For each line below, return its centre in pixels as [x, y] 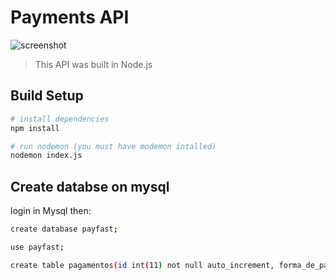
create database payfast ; [64, 229]
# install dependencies [60, 119]
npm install [35, 128]
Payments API [70, 17]
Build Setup [47, 96]
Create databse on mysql [90, 186]
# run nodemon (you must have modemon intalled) [113, 146]
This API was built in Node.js [93, 64]
